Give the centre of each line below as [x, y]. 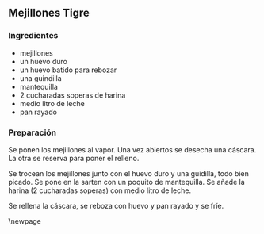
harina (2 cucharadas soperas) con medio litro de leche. [100, 190]
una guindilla [40, 78]
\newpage [25, 221]
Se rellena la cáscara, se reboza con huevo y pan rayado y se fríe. [116, 205]
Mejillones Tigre [49, 13]
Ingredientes [33, 36]
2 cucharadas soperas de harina [73, 95]
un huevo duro [43, 61]
